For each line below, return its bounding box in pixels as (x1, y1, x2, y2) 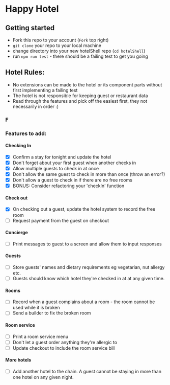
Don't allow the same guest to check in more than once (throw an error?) (12, 171, 165, 177)
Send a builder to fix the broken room (12, 310, 91, 316)
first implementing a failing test (12, 87, 78, 93)
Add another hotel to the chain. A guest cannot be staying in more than (12, 369, 162, 375)
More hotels (5, 357, 32, 363)
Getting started (5, 24, 55, 32)
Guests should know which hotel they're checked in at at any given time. (12, 276, 165, 282)
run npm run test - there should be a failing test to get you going (12, 53, 149, 59)
